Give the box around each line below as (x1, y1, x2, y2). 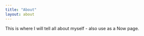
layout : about (5, 12, 35, 17)
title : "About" (5, 7, 37, 12)
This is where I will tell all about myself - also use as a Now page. (5, 25, 139, 31)
